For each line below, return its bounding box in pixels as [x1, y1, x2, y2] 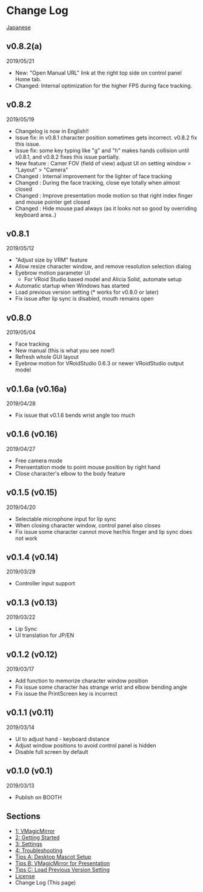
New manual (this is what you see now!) [15, 347, 115, 354]
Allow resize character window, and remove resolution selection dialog [15, 263, 191, 270]
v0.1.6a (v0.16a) [6, 384, 67, 394]
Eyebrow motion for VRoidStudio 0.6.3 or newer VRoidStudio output [15, 360, 184, 367]
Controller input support [15, 580, 76, 587]
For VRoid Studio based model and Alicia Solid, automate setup [24, 276, 182, 283]
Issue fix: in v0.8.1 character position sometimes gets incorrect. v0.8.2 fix [15, 134, 198, 141]
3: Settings [15, 840, 42, 847]
